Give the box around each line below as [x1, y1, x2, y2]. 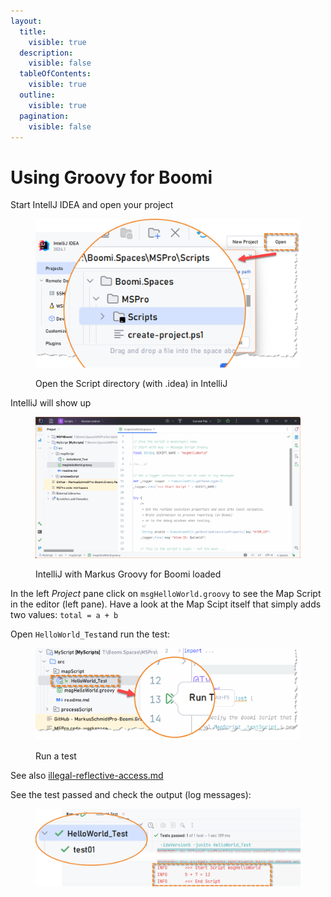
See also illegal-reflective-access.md [10, 769, 164, 781]
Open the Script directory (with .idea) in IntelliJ [35, 378, 228, 390]
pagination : [19, 111, 70, 121]
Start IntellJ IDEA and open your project [10, 199, 174, 211]
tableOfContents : [19, 69, 92, 79]
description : [19, 48, 74, 58]
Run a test [35, 750, 77, 762]
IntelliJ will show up [10, 397, 92, 409]
